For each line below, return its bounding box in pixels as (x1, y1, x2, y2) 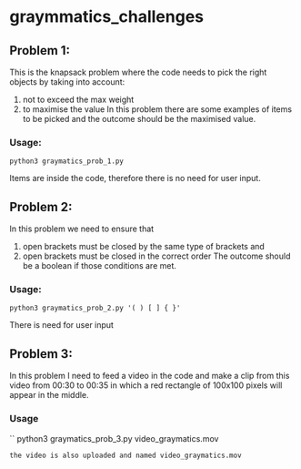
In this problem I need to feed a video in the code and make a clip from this (9, 371, 290, 382)
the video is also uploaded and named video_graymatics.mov (9, 451, 243, 460)
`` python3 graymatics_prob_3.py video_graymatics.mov (9, 433, 219, 444)
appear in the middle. (9, 390, 89, 401)
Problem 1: (9, 43, 71, 58)
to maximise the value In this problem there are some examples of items (22, 104, 293, 115)
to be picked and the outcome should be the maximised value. (22, 114, 256, 124)
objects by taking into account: (9, 76, 125, 87)
